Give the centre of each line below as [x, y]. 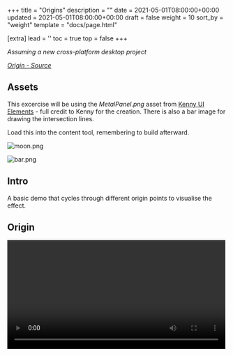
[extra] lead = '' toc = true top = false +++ [67, 38]
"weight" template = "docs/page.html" [62, 25]
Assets [23, 87]
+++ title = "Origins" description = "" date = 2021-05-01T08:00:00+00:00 [113, 10]
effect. [17, 206]
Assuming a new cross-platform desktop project [77, 52]
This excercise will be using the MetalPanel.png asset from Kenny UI [106, 104]
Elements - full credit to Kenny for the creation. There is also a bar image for [116, 111]
